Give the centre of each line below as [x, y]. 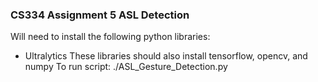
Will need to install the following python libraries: [110, 37]
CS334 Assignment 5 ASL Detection [100, 15]
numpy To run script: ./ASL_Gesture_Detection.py [126, 67]
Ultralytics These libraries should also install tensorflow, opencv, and [166, 56]
